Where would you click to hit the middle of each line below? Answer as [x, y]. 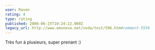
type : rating [19, 19]
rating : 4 [15, 14]
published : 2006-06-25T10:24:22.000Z [44, 24]
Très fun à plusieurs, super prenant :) [43, 42]
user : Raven [17, 10]
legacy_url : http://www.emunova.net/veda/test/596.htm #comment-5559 [77, 28]
